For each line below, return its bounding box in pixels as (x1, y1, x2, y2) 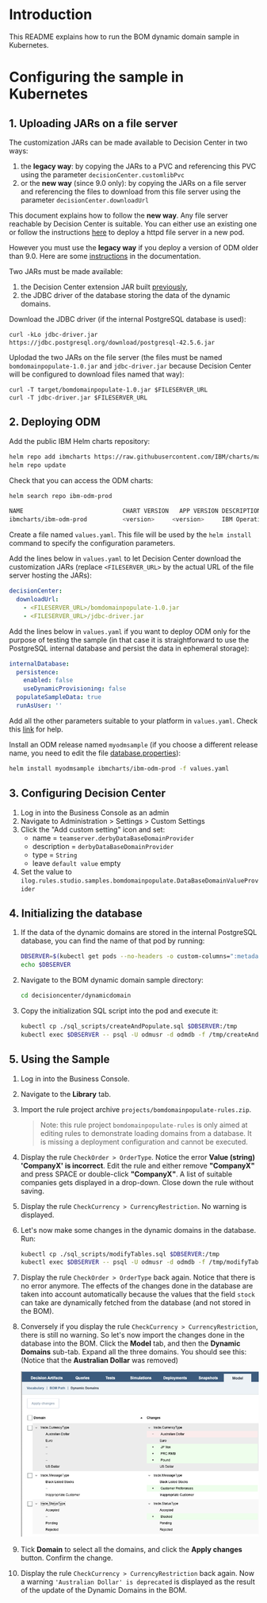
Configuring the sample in (9, 68, 185, 87)
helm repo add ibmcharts (9, 453, 91, 461)
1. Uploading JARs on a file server (9, 117, 178, 130)
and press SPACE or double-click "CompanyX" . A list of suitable (20, 1169, 233, 1179)
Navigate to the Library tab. (20, 1089, 112, 1099)
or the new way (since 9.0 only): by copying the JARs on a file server (20, 178, 246, 187)
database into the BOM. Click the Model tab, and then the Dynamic (20, 1338, 241, 1348)
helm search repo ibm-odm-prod (9, 492, 113, 500)
